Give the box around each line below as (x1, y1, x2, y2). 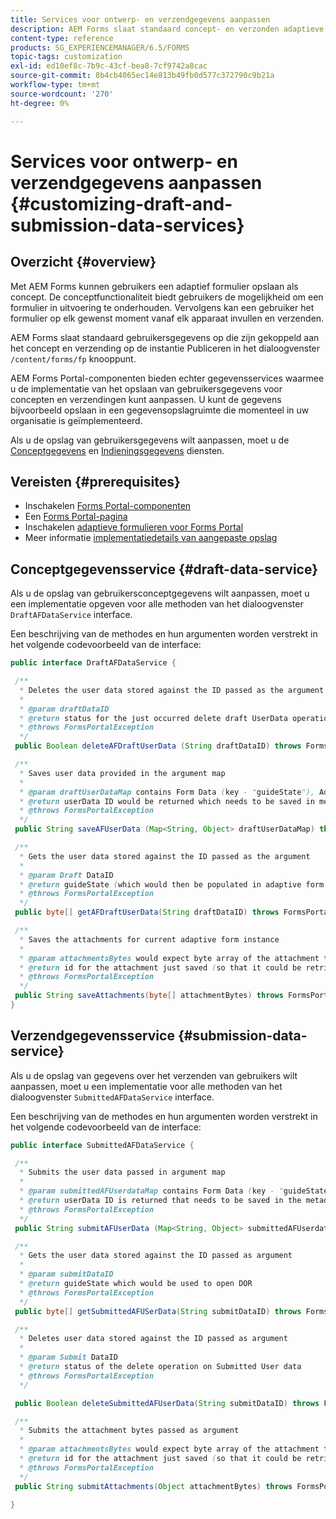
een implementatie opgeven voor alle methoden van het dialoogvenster (10, 598, 304, 610)
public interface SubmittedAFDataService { (10, 1140, 195, 1150)
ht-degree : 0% (10, 98, 70, 108)
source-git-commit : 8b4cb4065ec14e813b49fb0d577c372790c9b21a (10, 71, 275, 81)
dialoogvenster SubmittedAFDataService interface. (10, 1091, 215, 1103)
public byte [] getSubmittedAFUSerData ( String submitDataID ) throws (14, 1306, 302, 1316)
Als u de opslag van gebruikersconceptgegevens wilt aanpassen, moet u (10, 587, 310, 600)
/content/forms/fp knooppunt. (10, 352, 137, 365)
